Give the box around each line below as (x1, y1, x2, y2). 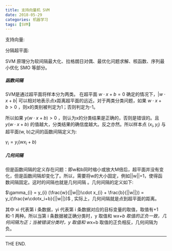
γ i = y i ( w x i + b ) (5, 139, 37, 146)
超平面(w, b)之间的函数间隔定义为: (5, 129, 77, 135)
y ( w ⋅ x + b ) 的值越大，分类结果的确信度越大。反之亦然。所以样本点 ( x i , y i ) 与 (5, 121, 166, 129)
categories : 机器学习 (5, 17, 49, 22)
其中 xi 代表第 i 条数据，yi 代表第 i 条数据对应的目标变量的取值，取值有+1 (5, 206, 159, 213)
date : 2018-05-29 (5, 12, 42, 17)
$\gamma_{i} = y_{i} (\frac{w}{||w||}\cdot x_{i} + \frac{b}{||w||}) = (5, 189, 144, 195)
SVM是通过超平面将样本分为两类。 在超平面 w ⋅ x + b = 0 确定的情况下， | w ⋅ (5, 91, 166, 97)
